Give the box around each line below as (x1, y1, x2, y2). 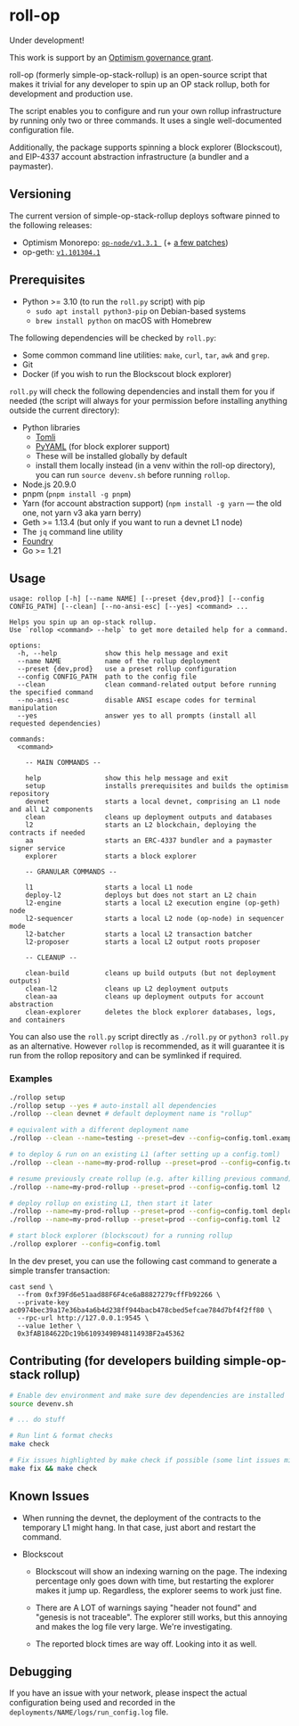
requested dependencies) (9, 719, 101, 728)
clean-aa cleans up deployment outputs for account (25, 992, 265, 1001)
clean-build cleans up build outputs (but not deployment (25, 969, 277, 978)
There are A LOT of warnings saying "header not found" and (35, 1602, 257, 1613)
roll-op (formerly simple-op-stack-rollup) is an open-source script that (9, 69, 268, 80)
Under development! (9, 35, 85, 45)
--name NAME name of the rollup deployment (17, 657, 221, 666)
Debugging (9, 1664, 73, 1680)
